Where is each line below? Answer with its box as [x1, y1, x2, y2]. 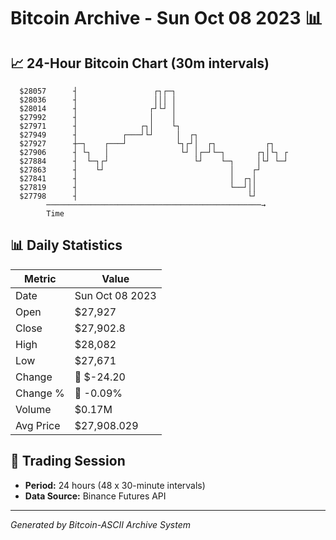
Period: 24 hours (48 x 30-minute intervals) [24, 479, 206, 491]
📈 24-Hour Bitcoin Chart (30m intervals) [10, 55, 270, 72]
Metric [24, 271, 57, 285]
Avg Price [15, 418, 61, 432]
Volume [15, 402, 52, 416]
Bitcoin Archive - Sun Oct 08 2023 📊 [10, 7, 323, 30]
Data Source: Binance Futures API [24, 490, 167, 502]
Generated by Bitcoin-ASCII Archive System [10, 518, 191, 530]
